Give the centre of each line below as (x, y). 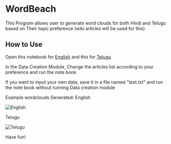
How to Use (24, 45)
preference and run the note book (41, 72)
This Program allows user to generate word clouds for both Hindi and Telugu (86, 23)
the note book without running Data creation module (60, 87)
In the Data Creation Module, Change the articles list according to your (80, 66)
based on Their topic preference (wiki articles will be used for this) (75, 28)
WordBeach (31, 9)
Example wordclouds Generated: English (48, 97)
